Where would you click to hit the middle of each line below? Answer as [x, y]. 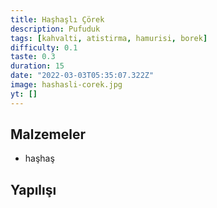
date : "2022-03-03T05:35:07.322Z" [82, 76]
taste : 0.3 [33, 57]
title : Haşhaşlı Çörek [57, 19]
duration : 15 [37, 66]
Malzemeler [48, 134]
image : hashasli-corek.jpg [66, 85]
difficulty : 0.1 [44, 47]
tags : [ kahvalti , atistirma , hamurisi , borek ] [109, 38]
